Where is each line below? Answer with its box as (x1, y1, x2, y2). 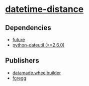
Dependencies (5, 23, 51, 32)
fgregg (12, 75, 26, 81)
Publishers (5, 56, 39, 65)
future (12, 36, 25, 42)
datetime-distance (5, 3, 84, 15)
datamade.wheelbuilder (12, 69, 61, 75)
